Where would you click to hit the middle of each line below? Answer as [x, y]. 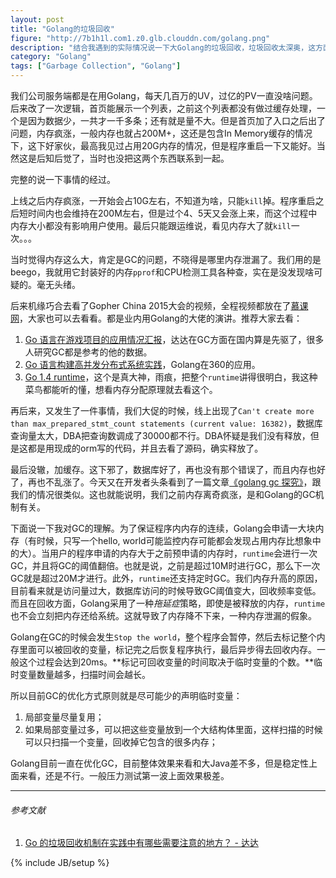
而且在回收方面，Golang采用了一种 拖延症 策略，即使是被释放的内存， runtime [168, 603]
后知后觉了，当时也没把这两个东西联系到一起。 [133, 158]
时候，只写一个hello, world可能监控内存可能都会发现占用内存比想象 [174, 540]
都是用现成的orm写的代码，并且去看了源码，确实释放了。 [145, 448]
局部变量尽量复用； [64, 717]
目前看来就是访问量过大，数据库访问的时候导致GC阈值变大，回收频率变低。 [166, 590]
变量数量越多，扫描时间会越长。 [84, 674]
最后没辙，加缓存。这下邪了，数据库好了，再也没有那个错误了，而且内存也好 [168, 469]
